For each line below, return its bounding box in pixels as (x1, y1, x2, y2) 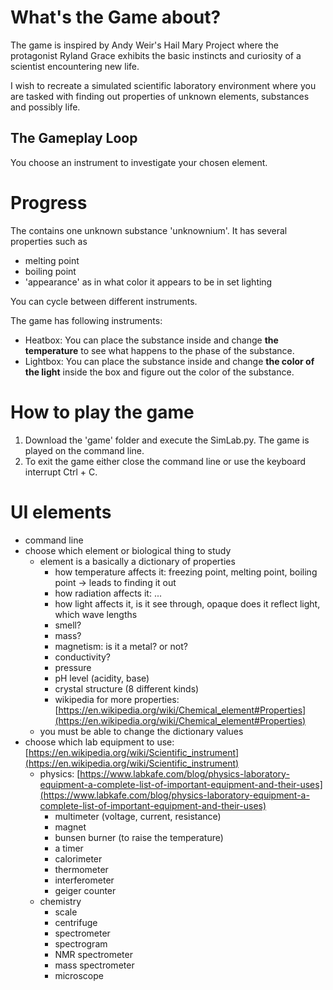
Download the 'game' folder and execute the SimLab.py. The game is (24, 434, 310, 446)
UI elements (10, 501, 112, 523)
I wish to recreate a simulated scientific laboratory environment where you (10, 79, 317, 91)
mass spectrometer (54, 959, 135, 971)
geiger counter (54, 884, 117, 896)
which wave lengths (54, 608, 138, 620)
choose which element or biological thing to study (24, 544, 232, 556)
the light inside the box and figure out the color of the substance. (24, 366, 295, 378)
